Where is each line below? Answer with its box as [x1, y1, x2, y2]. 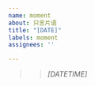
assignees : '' [8, 41, 55, 49]
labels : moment [8, 33, 59, 42]
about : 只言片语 [8, 19, 57, 27]
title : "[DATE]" [8, 26, 62, 34]
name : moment [8, 11, 51, 20]
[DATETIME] [47, 69, 88, 79]
